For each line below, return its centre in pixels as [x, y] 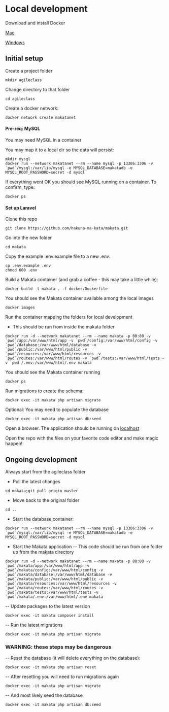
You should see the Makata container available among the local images [79, 298]
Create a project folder [29, 71]
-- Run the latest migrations [34, 625]
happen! [14, 444]
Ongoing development [41, 460]
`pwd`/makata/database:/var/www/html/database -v [59, 574]
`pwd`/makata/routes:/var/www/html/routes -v [54, 588]
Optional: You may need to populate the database [57, 410]
